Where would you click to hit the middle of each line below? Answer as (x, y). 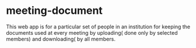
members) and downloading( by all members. (61, 39)
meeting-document (54, 11)
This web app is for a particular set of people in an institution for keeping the (98, 27)
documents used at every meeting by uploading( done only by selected (92, 32)
